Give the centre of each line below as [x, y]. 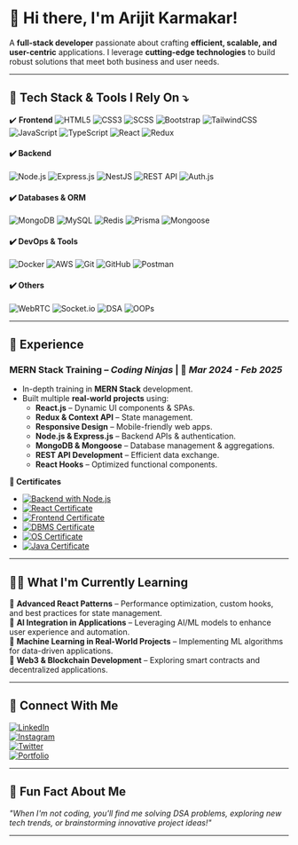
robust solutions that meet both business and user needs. [114, 61]
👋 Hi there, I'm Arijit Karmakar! [123, 18]
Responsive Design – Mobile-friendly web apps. [124, 427]
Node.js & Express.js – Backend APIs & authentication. [136, 436]
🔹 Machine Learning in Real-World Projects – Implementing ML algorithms [146, 642]
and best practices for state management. [86, 613]
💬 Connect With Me [64, 706]
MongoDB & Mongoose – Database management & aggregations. [155, 446]
